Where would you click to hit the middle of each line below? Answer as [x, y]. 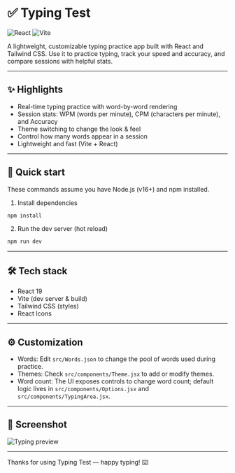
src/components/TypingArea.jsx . [64, 396]
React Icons [35, 313]
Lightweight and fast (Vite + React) [67, 143]
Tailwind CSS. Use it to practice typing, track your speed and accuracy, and [116, 53]
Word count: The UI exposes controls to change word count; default [115, 381]
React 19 [30, 291]
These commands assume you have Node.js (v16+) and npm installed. [108, 189]
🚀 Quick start [36, 172]
